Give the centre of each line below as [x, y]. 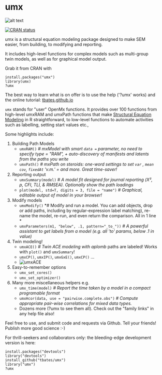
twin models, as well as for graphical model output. [56, 59]
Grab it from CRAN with [28, 68]
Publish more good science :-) [35, 328]
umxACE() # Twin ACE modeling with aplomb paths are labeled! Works [88, 246]
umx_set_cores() [36, 273]
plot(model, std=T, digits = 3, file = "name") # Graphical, [81, 190]
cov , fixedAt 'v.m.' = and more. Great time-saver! [68, 169]
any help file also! [37, 313]
